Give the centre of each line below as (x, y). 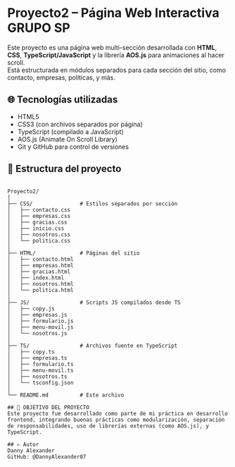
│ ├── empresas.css (39, 216)
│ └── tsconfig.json (40, 382)
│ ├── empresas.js (38, 315)
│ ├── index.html (36, 278)
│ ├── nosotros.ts (38, 376)
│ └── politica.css (39, 241)
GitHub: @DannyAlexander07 (47, 456)
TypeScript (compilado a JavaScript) (71, 131)
